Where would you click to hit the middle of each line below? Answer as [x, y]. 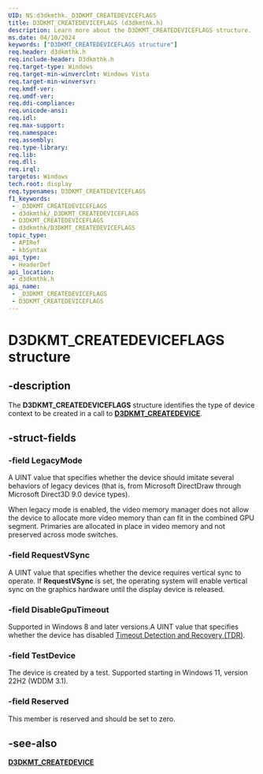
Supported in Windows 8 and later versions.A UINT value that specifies [123, 627]
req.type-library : [38, 147]
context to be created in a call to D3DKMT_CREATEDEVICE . [106, 413]
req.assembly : [31, 140]
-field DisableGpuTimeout [59, 609]
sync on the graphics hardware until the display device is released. [117, 589]
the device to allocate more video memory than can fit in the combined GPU [131, 518]
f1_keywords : [30, 199]
